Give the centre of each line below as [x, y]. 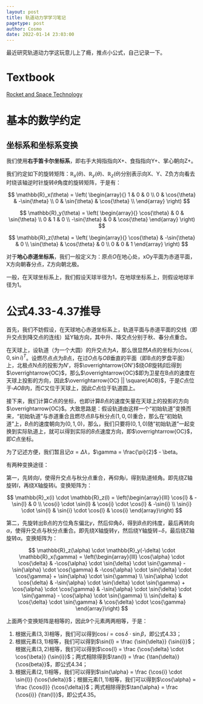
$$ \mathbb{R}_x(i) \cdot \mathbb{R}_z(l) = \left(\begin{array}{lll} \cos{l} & [100, 498]
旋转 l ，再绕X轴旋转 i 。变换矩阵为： [49, 485]
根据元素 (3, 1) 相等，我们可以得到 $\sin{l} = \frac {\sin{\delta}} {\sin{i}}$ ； [106, 641]
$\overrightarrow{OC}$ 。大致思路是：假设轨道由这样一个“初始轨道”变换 [96, 409]
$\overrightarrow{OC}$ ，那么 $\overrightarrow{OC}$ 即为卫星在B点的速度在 [101, 373]
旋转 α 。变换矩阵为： [32, 538]
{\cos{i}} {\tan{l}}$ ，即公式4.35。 [57, 695]
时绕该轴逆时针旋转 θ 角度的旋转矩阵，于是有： [64, 182]
